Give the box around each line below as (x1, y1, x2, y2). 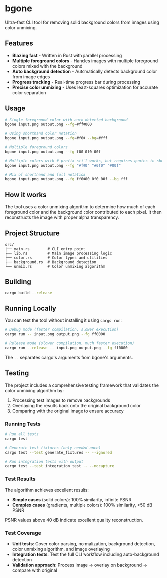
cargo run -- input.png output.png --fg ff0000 (5, 332, 106, 337)
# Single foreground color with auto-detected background (5, 117, 128, 122)
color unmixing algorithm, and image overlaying (12, 546, 110, 552)
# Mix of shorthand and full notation (5, 172, 85, 177)
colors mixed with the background (12, 63, 83, 69)
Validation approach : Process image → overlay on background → (12, 562, 148, 568)
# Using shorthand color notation (5, 131, 77, 136)
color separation (12, 89, 46, 95)
